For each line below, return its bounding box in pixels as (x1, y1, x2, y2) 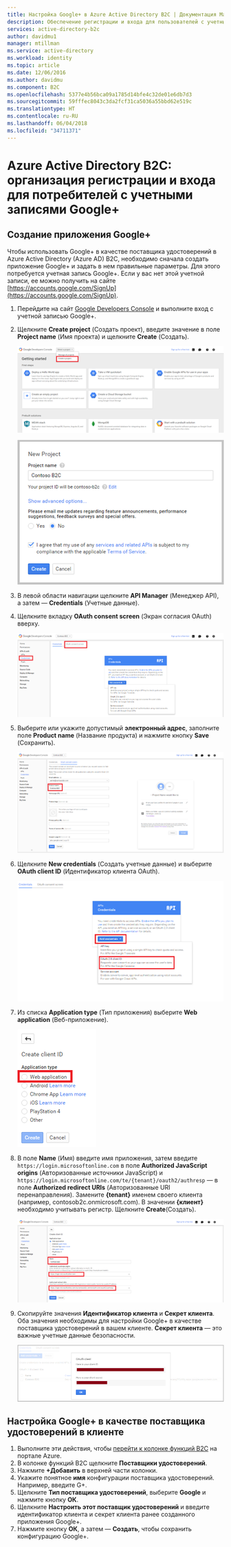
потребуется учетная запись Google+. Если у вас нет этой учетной (7, 269, 205, 277)
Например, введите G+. (16, 1481, 87, 1489)
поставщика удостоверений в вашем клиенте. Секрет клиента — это (16, 1323, 222, 1332)
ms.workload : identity (7, 55, 72, 62)
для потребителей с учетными (7, 186, 193, 202)
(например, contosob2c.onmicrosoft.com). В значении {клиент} (16, 1198, 204, 1206)
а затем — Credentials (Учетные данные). (16, 599, 140, 607)
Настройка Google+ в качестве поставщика (7, 1415, 206, 1427)
